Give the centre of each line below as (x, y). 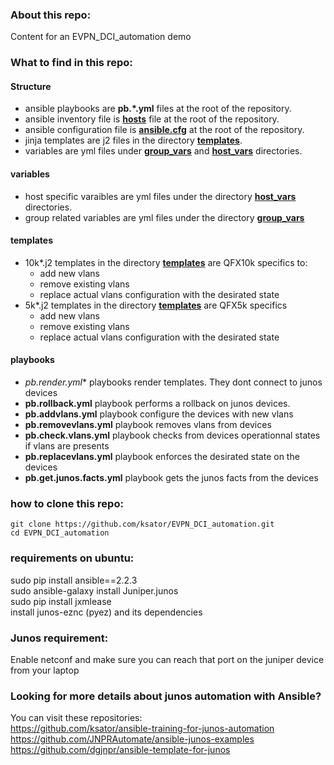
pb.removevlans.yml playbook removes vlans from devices (148, 425)
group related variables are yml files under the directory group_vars (164, 217)
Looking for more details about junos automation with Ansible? (166, 696)
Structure (31, 86)
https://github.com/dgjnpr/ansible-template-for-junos (120, 750)
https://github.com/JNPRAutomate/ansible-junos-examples (132, 739)
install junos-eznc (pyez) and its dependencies (106, 612)
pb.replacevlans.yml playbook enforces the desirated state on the (162, 457)
